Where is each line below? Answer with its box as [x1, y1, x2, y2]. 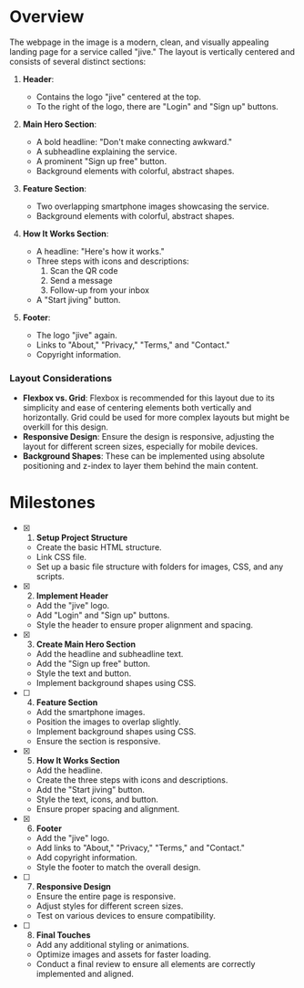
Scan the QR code [49, 265, 118, 276]
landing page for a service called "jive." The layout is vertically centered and [9, 46, 296, 57]
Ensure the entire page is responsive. [35, 891, 176, 902]
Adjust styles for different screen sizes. [35, 900, 184, 911]
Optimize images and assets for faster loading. [35, 949, 211, 960]
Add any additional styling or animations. [35, 940, 189, 951]
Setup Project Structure [35, 532, 128, 544]
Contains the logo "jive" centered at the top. [35, 91, 202, 102]
